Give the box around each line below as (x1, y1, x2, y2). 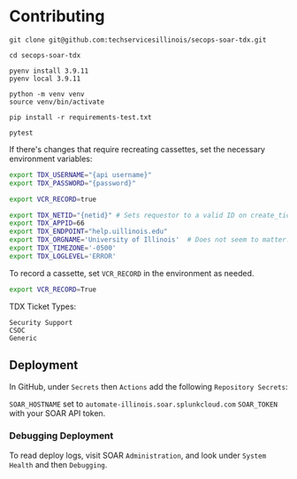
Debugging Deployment (9, 429, 114, 442)
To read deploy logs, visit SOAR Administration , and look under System (9, 450, 267, 460)
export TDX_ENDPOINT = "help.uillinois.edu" (9, 228, 168, 236)
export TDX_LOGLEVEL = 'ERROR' (9, 251, 117, 260)
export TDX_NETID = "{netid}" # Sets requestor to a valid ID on (9, 211, 247, 220)
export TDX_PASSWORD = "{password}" (9, 179, 137, 188)
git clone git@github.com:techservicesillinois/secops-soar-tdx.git (9, 35, 267, 44)
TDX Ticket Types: (9, 301, 77, 312)
